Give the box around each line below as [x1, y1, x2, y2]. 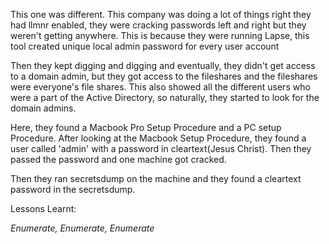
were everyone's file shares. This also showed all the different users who [10, 81, 311, 93]
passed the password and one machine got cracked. [10, 154, 227, 165]
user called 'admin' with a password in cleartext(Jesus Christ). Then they [10, 143, 312, 154]
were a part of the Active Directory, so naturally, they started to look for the [10, 92, 320, 103]
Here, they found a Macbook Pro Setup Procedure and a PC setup [10, 122, 282, 133]
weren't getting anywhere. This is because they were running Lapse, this [10, 30, 310, 41]
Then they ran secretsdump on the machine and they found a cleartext [10, 173, 302, 184]
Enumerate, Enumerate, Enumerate [10, 222, 155, 234]
